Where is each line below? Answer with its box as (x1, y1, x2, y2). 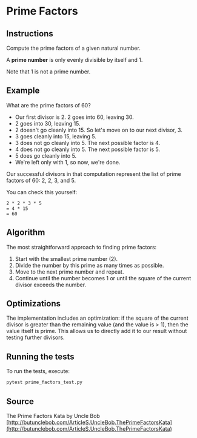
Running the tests (6, 351, 75, 362)
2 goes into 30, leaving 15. (15, 120, 81, 127)
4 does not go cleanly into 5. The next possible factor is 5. (15, 146, 161, 153)
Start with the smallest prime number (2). (15, 255, 118, 262)
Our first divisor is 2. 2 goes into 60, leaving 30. (15, 113, 135, 121)
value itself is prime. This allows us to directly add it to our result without (6, 328, 187, 335)
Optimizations (6, 298, 61, 309)
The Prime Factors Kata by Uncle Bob (6, 412, 100, 419)
